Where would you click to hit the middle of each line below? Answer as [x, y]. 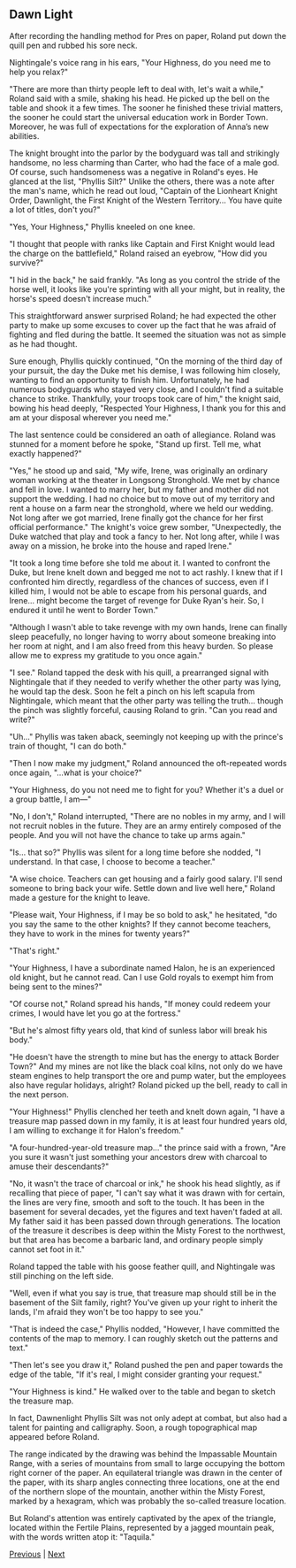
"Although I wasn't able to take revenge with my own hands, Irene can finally [148, 626]
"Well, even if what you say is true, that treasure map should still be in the [143, 1293]
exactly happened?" [46, 453]
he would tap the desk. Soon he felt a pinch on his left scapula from [132, 691]
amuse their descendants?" [59, 1166]
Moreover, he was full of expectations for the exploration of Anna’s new [139, 127]
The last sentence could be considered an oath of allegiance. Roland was [143, 434]
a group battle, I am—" [50, 799]
